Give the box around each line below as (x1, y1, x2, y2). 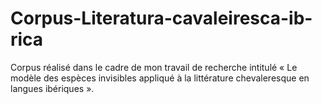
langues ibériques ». (10, 82, 95, 94)
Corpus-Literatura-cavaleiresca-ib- (10, 7, 313, 30)
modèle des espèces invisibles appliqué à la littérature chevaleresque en (10, 72, 310, 84)
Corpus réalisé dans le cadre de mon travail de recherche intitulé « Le (10, 61, 298, 73)
